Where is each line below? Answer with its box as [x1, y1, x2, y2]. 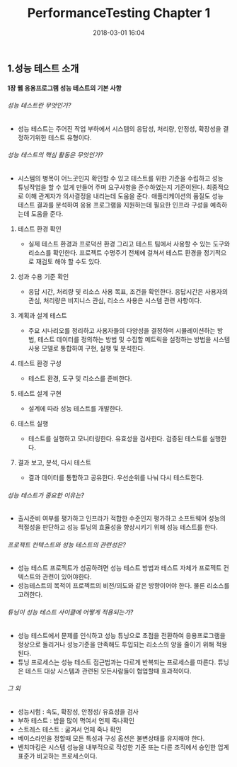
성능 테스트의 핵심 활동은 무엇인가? [7, 151, 104, 159]
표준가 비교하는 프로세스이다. [17, 751, 98, 760]
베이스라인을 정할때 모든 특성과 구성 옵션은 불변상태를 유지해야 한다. [17, 734, 205, 742]
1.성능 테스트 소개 [7, 62, 79, 74]
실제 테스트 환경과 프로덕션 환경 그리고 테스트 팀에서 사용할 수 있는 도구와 [28, 239, 231, 248]
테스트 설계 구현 [17, 389, 62, 397]
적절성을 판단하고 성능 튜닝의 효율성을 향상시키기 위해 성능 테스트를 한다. [17, 523, 218, 532]
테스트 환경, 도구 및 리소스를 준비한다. [28, 374, 132, 382]
